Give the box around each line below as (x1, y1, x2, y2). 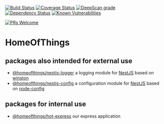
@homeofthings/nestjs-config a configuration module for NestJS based (12, 80, 160, 86)
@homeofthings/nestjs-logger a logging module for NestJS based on (12, 70, 154, 75)
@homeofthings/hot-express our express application (12, 113, 121, 119)
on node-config (12, 86, 45, 91)
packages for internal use (5, 100, 86, 109)
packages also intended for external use (5, 57, 133, 65)
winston (12, 75, 29, 81)
